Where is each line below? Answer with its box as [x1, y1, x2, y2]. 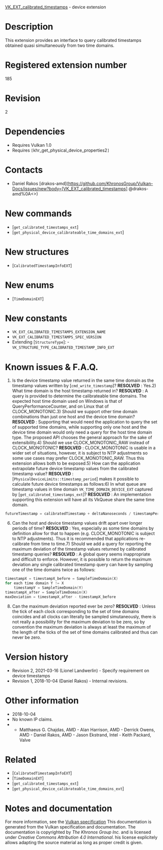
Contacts [5, 164, 43, 175]
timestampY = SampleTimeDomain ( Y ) [14, 585, 83, 590]
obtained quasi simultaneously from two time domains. [5, 42, 115, 48]
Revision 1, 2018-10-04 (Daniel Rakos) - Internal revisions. [12, 678, 128, 684]
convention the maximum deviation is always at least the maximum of [12, 624, 151, 630]
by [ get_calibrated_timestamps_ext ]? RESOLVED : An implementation [12, 492, 151, 497]
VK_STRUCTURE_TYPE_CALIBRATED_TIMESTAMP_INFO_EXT [12, 345, 115, 350]
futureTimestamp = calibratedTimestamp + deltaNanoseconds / [5, 512, 131, 516]
